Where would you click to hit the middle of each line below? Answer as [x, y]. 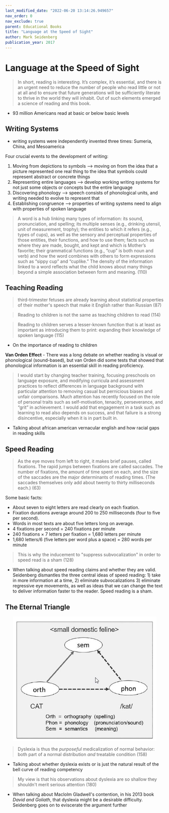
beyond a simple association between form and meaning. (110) [82, 272]
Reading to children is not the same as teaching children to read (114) [89, 315]
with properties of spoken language [49, 208]
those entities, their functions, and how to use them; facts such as [86, 240]
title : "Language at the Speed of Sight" [49, 32]
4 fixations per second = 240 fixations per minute [64, 529]
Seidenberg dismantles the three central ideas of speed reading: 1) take [87, 575]
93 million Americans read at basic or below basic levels [71, 113]
